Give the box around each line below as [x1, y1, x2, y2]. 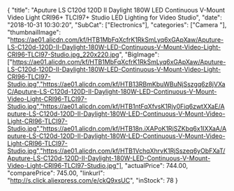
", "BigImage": [118, 50, 159, 59]
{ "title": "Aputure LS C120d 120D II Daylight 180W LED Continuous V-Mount [7, 6, 226, 14]
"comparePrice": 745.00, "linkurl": [7, 169, 105, 177]
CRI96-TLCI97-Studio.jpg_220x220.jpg [7, 50, 119, 59]
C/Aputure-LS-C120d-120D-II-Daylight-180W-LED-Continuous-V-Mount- [7, 87, 217, 95]
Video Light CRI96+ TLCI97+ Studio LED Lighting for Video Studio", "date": [7, 13, 222, 22]
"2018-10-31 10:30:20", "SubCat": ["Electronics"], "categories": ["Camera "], [7, 21, 227, 29]
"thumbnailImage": [7, 28, 61, 36]
